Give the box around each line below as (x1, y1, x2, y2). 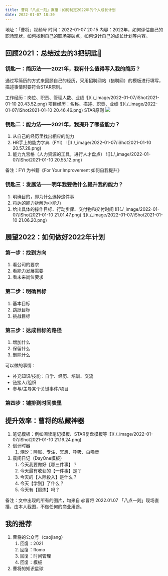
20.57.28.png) (12, 145, 42, 151)
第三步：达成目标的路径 (5, 326, 62, 334)
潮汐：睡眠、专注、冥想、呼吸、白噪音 (20, 449, 99, 455)
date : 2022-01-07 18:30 (5, 12, 55, 17)
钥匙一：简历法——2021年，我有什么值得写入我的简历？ (5, 65, 141, 72)
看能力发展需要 (12, 268, 44, 274)
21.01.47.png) (54, 212, 82, 218)
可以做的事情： (5, 363, 36, 369)
